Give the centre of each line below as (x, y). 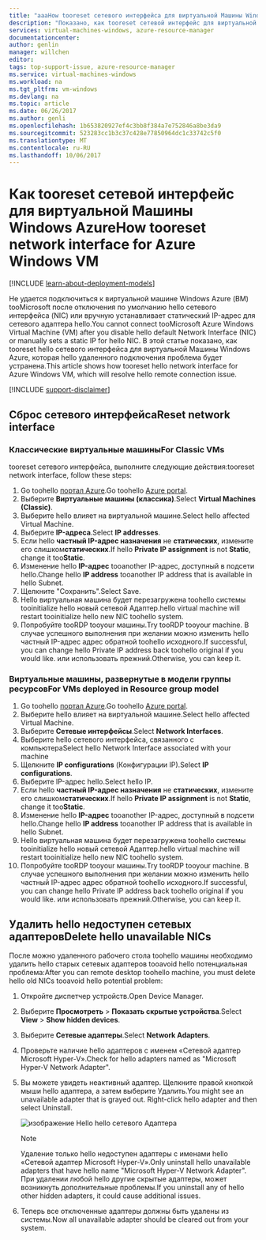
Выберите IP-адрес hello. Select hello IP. (86, 782)
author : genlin (34, 45)
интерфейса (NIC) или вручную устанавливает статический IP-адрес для (132, 316)
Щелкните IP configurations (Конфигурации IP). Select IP (114, 765)
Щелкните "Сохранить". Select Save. (81, 591)
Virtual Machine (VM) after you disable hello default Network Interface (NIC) (133, 332)
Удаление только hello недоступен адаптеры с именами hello (124, 1153)
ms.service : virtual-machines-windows (73, 74)
